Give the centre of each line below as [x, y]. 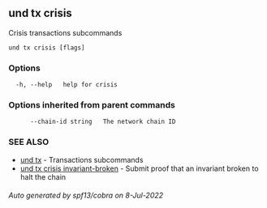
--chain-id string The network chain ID [103, 122]
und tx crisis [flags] [47, 48]
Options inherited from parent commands [92, 105]
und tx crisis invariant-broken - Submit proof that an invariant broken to [139, 168]
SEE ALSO [29, 142]
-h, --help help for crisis [67, 85]
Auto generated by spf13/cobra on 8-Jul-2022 [86, 195]
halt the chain [43, 176]
